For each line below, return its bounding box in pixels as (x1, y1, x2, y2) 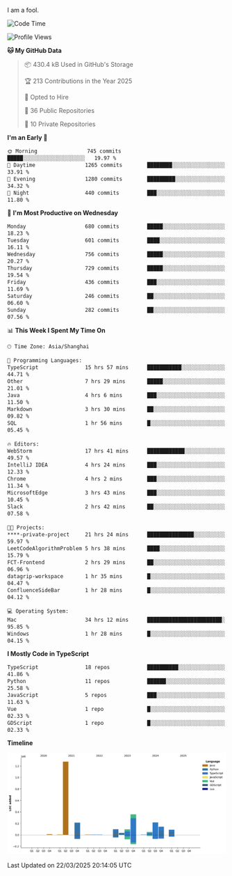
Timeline (7, 739, 33, 747)
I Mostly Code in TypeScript (7, 650, 89, 657)
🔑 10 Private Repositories (24, 120, 96, 128)
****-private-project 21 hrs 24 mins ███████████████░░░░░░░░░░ (7, 531, 226, 538)
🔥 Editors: (7, 441, 40, 448)
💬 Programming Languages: (7, 357, 82, 364)
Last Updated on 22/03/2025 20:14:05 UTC (7, 861, 132, 869)
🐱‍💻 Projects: (7, 524, 45, 531)
